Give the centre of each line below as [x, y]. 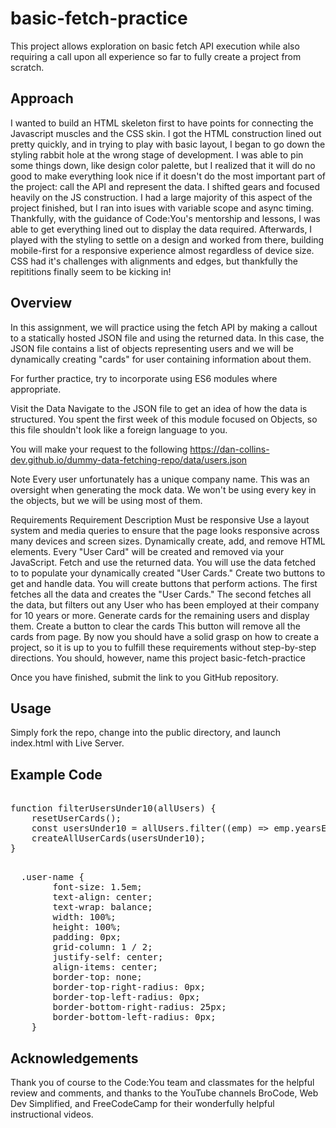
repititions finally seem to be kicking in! [91, 271]
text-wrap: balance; [102, 907]
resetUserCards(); [76, 818]
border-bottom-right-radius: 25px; [139, 1007]
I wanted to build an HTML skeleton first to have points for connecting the [162, 123]
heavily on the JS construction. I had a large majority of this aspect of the [161, 197]
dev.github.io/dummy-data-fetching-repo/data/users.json [129, 459]
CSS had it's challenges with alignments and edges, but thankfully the [154, 261]
